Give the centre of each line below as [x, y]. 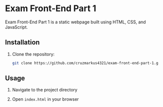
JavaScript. [17, 27]
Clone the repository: [33, 54]
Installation [22, 43]
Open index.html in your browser [45, 99]
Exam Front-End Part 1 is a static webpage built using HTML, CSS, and [75, 22]
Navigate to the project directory [45, 90]
